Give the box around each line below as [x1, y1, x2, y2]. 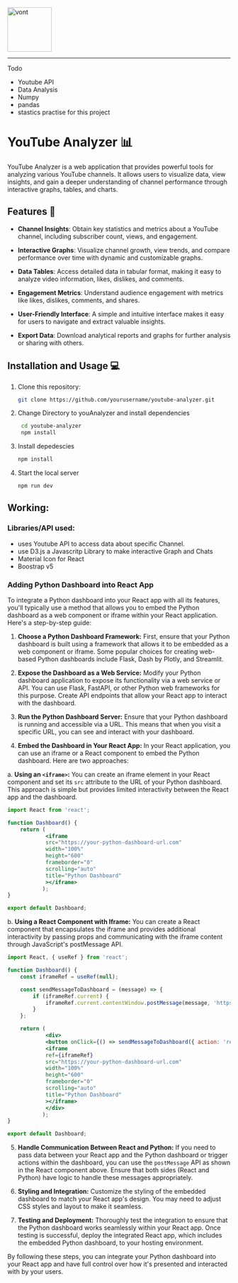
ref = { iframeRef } [45, 1052, 93, 1059]
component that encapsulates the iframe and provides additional [7, 925, 196, 934]
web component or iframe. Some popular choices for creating [17, 647, 198, 656]
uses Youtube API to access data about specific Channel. [17, 539, 186, 548]
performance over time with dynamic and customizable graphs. [17, 253, 203, 262]
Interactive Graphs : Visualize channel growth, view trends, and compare [17, 246, 230, 254]
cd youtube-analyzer [21, 422, 81, 430]
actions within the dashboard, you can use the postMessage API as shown [17, 1158, 231, 1167]
